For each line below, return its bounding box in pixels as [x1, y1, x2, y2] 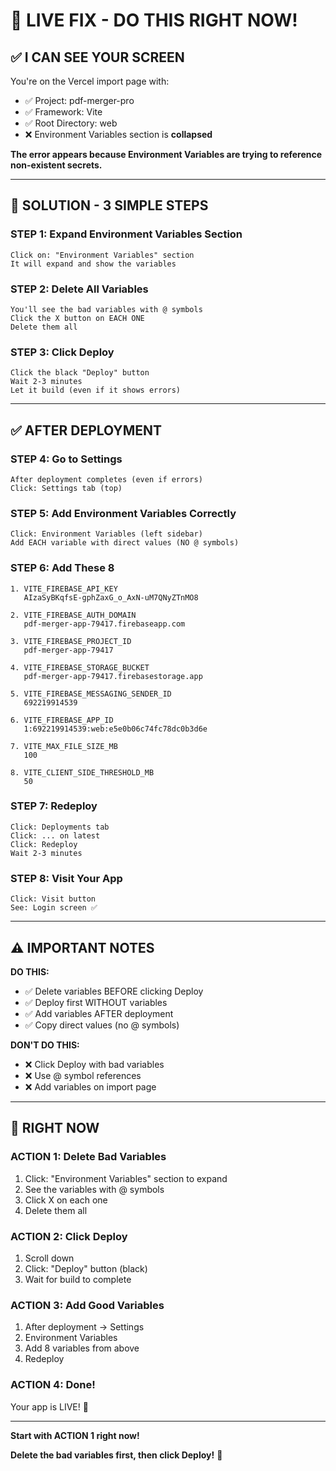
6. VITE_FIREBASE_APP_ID [10, 715, 114, 725]
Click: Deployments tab [10, 822, 110, 832]
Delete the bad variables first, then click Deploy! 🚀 [10, 1449, 223, 1461]
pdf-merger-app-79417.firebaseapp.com [23, 619, 186, 629]
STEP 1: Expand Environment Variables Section [10, 227, 243, 241]
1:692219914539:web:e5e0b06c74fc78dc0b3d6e [23, 724, 208, 734]
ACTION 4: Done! [10, 1378, 96, 1392]
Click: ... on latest [10, 830, 101, 841]
